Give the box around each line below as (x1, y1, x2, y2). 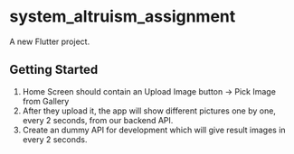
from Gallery (22, 95, 70, 106)
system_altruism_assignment (9, 6, 236, 27)
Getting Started (9, 62, 99, 77)
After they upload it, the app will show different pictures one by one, (22, 105, 276, 116)
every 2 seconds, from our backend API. (22, 114, 174, 125)
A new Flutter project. (9, 36, 90, 47)
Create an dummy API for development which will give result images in (22, 124, 287, 135)
